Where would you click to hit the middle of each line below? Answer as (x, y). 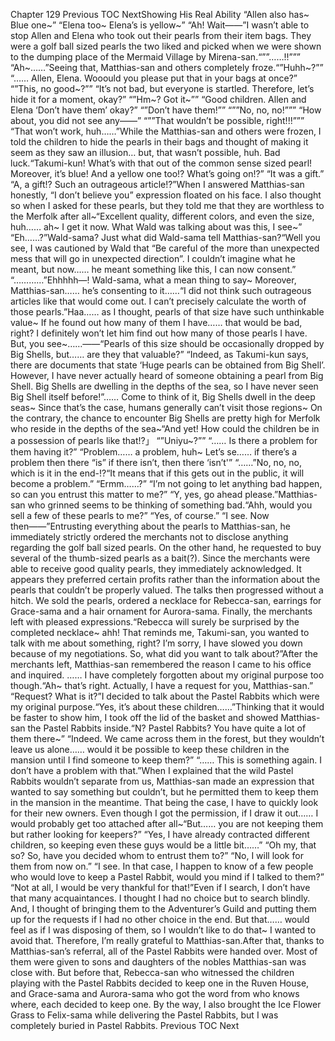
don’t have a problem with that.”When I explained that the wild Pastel (152, 770)
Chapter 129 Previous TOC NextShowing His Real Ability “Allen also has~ (160, 14)
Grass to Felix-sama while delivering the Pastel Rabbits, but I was (144, 1015)
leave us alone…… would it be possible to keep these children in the (150, 749)
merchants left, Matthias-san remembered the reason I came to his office (161, 664)
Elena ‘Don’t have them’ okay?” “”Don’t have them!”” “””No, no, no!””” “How (166, 110)
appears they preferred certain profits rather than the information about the (165, 579)
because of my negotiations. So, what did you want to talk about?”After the (164, 653)
